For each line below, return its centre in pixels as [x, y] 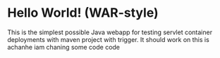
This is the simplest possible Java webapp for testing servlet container [110, 32]
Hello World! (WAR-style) [83, 13]
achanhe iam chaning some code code [64, 47]
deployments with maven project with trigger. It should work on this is [108, 39]
